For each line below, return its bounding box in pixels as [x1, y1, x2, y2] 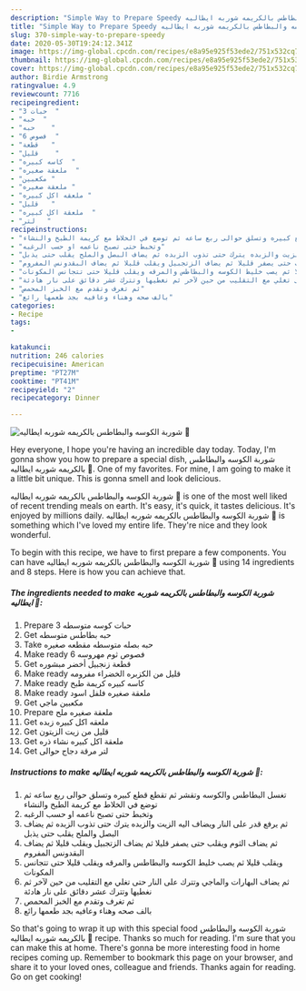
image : [10, 47, 35, 56]
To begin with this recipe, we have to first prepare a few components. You [10, 547, 287, 558]
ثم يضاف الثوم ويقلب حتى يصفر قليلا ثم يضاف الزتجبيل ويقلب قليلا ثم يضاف [23, 838, 278, 849]
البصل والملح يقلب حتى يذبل [23, 828, 120, 839]
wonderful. [10, 530, 51, 541]
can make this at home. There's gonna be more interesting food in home [10, 943, 281, 954]
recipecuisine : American [10, 359, 104, 369]
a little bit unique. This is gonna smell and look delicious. [10, 473, 222, 484]
